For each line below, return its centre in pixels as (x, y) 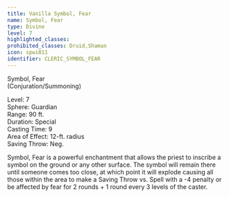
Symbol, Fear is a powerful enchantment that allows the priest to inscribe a (114, 157)
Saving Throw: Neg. (35, 144)
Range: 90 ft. (26, 114)
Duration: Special (32, 122)
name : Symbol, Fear (35, 20)
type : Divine (26, 26)
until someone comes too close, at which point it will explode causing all (110, 172)
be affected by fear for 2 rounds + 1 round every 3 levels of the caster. (108, 187)
